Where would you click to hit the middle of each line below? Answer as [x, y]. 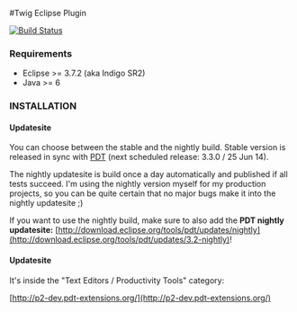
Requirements [41, 53]
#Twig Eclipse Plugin [48, 13]
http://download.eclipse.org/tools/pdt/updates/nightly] [159, 230]
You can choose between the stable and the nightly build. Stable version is [148, 147]
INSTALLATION [43, 106]
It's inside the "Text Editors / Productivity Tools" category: [117, 280]
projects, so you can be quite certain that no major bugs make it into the [143, 193]
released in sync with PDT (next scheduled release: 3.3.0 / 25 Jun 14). [139, 157]
